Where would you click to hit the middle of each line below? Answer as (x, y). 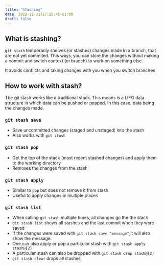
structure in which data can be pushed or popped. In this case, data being (80, 103)
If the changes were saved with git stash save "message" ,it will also (81, 233)
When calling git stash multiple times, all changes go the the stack (80, 218)
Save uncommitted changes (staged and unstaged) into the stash (78, 130)
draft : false (18, 19)
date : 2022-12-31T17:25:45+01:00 (39, 14)
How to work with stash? (44, 86)
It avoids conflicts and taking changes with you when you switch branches (80, 70)
